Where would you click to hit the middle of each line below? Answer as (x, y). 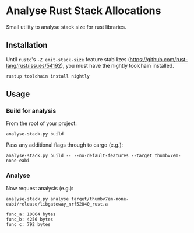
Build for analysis (31, 111)
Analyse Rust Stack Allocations (84, 11)
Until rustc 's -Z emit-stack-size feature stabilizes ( (68, 59)
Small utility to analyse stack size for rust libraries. (66, 27)
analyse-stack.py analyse (37, 199)
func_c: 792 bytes (28, 224)
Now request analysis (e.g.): (40, 188)
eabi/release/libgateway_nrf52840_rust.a (57, 204)
